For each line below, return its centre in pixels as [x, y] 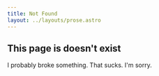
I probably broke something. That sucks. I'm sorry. [79, 65]
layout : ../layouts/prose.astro [54, 20]
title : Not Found [32, 14]
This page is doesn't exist [64, 48]
